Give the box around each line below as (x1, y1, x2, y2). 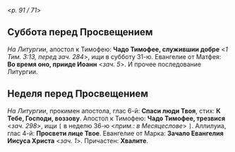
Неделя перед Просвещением (7, 88, 149, 100)
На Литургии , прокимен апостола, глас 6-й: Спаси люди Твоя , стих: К (7, 106, 221, 115)
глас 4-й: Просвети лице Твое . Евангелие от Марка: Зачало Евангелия (7, 129, 224, 137)
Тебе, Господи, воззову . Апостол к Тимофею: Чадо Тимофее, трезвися (7, 114, 226, 122)
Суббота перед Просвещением (7, 26, 153, 38)
